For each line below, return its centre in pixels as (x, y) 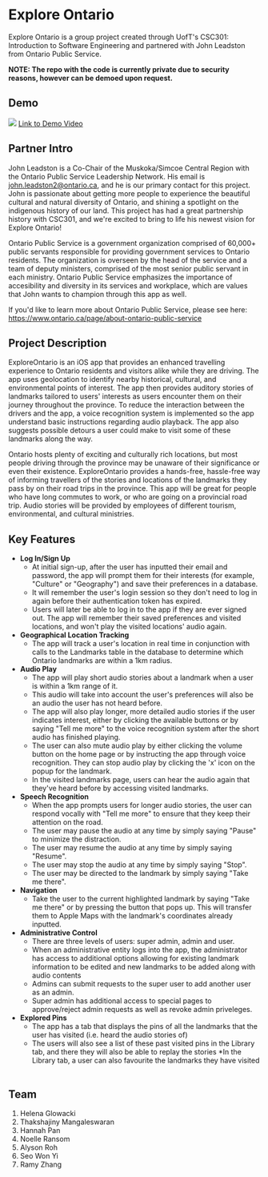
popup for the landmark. (72, 771)
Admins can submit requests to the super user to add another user (142, 984)
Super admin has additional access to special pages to (122, 1001)
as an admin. (53, 992)
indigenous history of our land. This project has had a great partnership (126, 211)
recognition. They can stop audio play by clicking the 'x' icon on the (144, 763)
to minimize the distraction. (76, 839)
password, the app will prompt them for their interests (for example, (143, 576)
